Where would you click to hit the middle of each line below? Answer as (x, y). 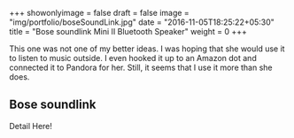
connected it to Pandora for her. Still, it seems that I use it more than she (141, 67)
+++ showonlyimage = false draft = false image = (100, 13)
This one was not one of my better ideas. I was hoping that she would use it (147, 49)
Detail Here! (31, 126)
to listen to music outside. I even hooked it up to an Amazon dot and (133, 58)
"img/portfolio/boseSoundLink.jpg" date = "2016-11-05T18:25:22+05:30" (142, 22)
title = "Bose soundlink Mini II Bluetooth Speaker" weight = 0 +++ (128, 31)
